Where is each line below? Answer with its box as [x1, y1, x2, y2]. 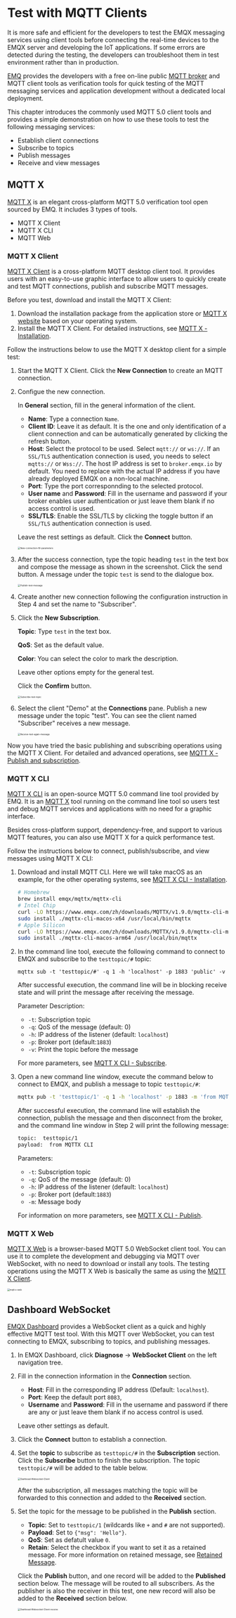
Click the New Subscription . [17, 613, 100, 622]
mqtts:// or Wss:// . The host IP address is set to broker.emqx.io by [27, 459, 223, 468]
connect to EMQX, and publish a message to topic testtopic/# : [17, 1080, 201, 1088]
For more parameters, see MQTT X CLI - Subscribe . [17, 1059, 167, 1067]
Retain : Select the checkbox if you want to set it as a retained [27, 1544, 206, 1552]
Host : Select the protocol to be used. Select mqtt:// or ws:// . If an [27, 445, 220, 453]
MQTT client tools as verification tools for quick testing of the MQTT [7, 79, 204, 87]
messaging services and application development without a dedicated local [7, 86, 226, 95]
